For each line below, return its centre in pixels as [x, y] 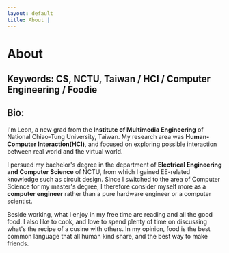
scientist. [20, 201]
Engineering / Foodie [52, 90]
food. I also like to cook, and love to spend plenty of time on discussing [107, 221]
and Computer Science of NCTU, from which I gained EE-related [99, 171]
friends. [18, 243]
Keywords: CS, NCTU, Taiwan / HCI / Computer [109, 79]
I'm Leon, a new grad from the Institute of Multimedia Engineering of [105, 129]
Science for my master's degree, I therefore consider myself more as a [107, 186]
